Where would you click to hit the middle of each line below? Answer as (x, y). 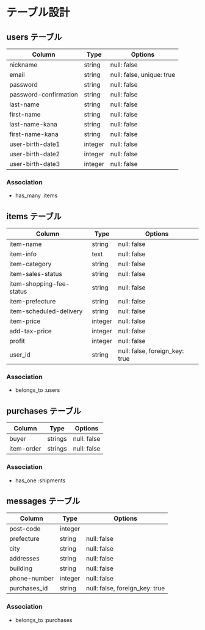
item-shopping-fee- (40, 284)
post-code (25, 529)
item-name (26, 244)
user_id (20, 355)
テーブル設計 (38, 13)
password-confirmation (44, 94)
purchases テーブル (44, 411)
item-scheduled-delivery (46, 311)
